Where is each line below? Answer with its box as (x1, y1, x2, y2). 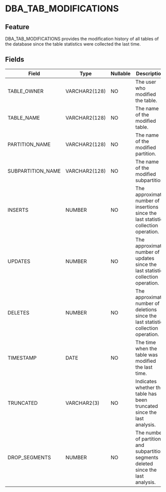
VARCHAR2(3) (65, 399, 100, 406)
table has (135, 390, 157, 397)
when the (135, 345, 157, 352)
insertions (135, 203, 159, 210)
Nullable (110, 70, 131, 77)
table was (135, 351, 158, 358)
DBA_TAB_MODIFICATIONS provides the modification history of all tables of (5, 36, 159, 42)
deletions (135, 306, 157, 313)
